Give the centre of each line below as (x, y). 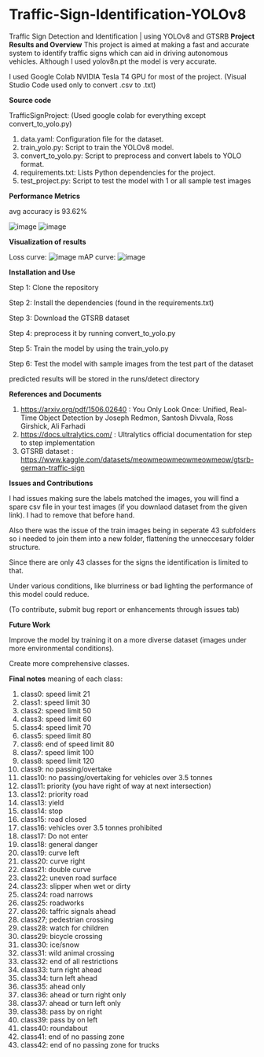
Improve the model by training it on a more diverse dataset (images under (128, 639)
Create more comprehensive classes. (69, 663)
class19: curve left (49, 853)
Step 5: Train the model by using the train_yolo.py (89, 348)
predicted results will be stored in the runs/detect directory (104, 378)
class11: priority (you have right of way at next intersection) (115, 786)
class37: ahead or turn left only (70, 1003)
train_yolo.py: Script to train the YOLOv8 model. (97, 147)
